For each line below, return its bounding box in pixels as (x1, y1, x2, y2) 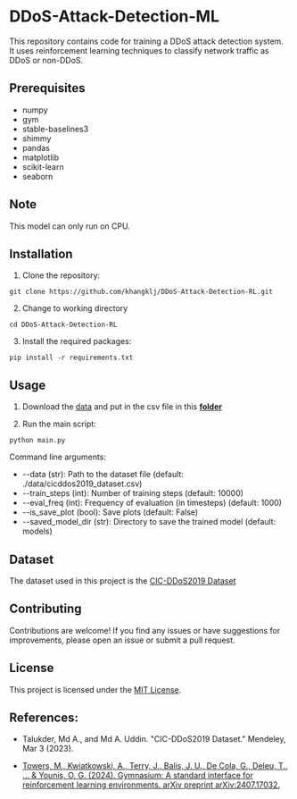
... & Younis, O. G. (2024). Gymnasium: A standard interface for (21, 770, 254, 781)
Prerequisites (9, 80, 86, 96)
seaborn (21, 171, 54, 181)
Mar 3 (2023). (21, 744, 74, 754)
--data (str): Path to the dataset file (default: (21, 469, 185, 480)
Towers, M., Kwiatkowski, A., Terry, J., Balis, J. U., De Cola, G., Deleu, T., (21, 761, 288, 771)
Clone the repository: (21, 270, 101, 281)
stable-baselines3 (21, 123, 89, 134)
